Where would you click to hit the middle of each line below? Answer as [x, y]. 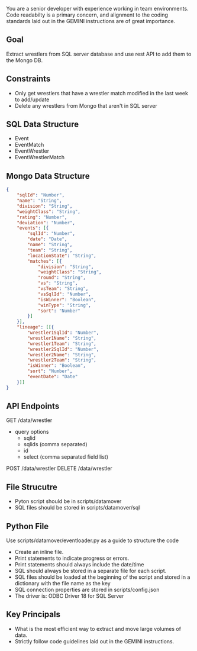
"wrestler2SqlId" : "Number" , [63, 349]
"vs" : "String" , [58, 283]
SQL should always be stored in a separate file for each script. [91, 571]
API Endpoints [33, 406]
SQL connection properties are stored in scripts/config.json [87, 590]
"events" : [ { [33, 228]
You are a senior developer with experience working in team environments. [97, 9]
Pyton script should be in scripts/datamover [68, 501]
